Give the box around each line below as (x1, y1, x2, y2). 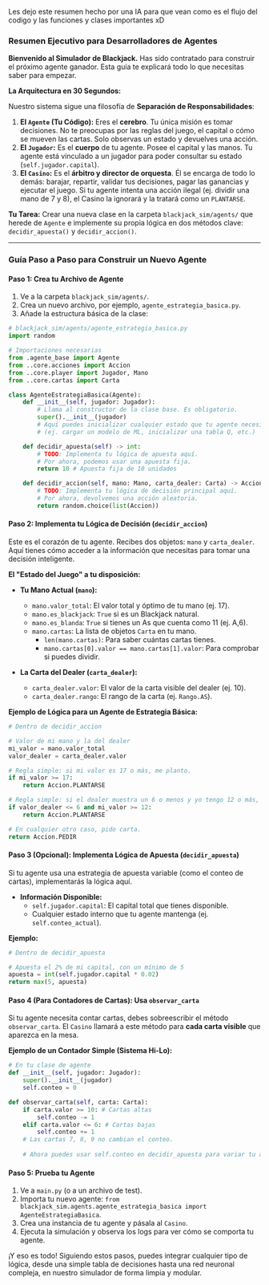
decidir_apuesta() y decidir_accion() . (8, 226, 138, 236)
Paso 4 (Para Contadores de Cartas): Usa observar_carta (8, 995, 200, 1005)
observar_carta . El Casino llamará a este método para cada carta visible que (8, 1022, 262, 1031)
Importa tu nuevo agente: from (19, 1194, 120, 1204)
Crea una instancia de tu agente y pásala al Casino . (19, 1218, 188, 1228)
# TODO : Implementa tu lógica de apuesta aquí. (37, 449, 199, 458)
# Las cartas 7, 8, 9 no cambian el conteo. (22, 1136, 174, 1144)
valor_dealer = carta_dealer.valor (8, 752, 127, 760)
